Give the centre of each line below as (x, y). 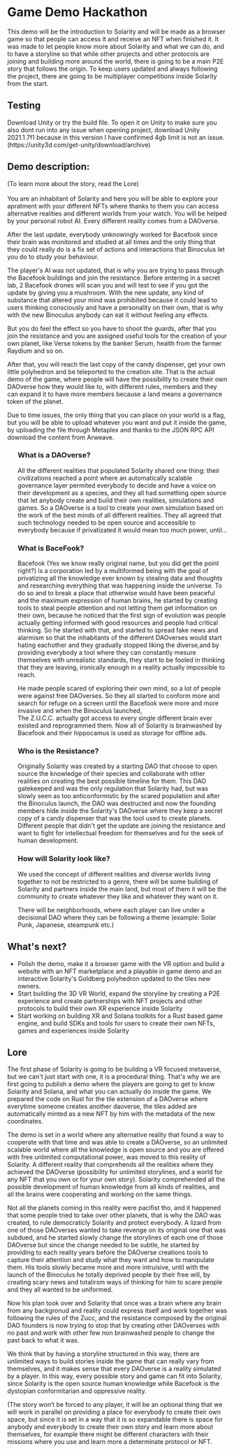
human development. (48, 841)
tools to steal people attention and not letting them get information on (117, 608)
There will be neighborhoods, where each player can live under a (111, 909)
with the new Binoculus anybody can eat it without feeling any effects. (108, 315)
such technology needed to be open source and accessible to (106, 523)
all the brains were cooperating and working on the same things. (100, 1194)
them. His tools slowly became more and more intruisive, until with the (108, 1268)
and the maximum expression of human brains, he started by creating (117, 601)
